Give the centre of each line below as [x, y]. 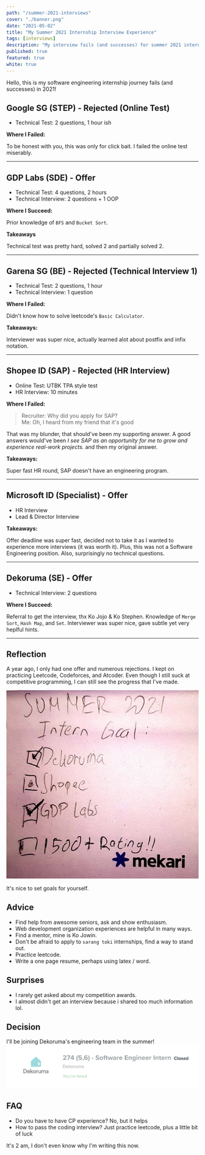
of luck [24, 1134]
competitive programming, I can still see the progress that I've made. [93, 682]
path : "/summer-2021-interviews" [49, 13]
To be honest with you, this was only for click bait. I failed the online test [97, 146]
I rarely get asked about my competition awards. [76, 995]
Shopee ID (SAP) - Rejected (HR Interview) [88, 371]
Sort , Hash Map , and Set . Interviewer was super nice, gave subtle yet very [98, 623]
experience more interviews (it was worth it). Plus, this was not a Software [100, 546]
